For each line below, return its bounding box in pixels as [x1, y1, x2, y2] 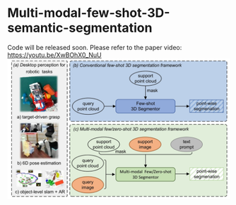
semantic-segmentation [7, 20, 153, 36]
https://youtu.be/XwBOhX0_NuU [7, 51, 102, 59]
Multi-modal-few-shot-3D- [7, 5, 170, 21]
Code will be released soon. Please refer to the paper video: [7, 43, 182, 51]
